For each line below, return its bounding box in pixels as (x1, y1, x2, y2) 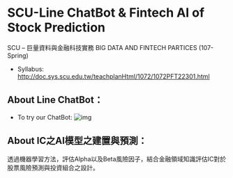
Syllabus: (17, 65, 44, 73)
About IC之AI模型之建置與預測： (7, 135, 148, 147)
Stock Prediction (7, 19, 106, 35)
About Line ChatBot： (7, 94, 103, 106)
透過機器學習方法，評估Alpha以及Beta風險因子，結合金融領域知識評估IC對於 (7, 154, 227, 163)
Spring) (7, 51, 29, 60)
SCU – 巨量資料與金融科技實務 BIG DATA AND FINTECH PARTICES (7, 43, 197, 51)
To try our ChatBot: (17, 113, 73, 121)
